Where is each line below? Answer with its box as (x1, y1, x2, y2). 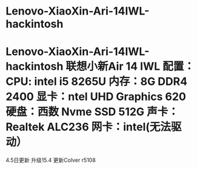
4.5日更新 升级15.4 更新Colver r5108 (5, 156, 96, 164)
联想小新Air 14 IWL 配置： (65, 59, 195, 73)
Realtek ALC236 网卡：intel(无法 (5, 120, 171, 134)
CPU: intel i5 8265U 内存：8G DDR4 (5, 75, 188, 88)
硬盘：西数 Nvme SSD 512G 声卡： (5, 105, 179, 119)
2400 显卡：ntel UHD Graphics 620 (5, 90, 186, 104)
